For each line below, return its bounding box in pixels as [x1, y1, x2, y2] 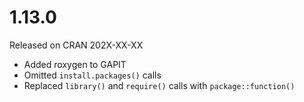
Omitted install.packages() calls [23, 69, 162, 81]
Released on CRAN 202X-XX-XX [9, 39, 144, 51]
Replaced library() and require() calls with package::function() [23, 79, 296, 91]
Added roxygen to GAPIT [23, 58, 127, 70]
